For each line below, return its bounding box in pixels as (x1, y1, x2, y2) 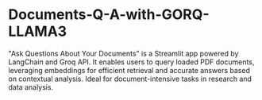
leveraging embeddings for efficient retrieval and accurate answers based (8, 65, 250, 75)
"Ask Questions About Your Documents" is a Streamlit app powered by (8, 48, 239, 58)
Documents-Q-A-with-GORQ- (8, 6, 210, 24)
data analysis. (8, 82, 54, 92)
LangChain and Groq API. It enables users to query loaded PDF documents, (8, 57, 255, 67)
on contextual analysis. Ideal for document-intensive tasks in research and (8, 74, 252, 83)
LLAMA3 (8, 22, 67, 40)
